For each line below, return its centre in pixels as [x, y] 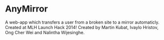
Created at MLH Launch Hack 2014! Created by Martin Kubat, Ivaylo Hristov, [82, 27]
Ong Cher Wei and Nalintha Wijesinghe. [45, 32]
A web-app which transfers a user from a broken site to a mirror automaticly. [82, 22]
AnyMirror [26, 9]
